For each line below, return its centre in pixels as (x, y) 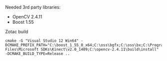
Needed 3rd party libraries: (33, 7)
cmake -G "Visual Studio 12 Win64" (42, 41)
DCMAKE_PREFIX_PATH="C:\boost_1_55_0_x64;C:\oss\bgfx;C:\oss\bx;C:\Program (85, 45)
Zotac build (17, 31)
